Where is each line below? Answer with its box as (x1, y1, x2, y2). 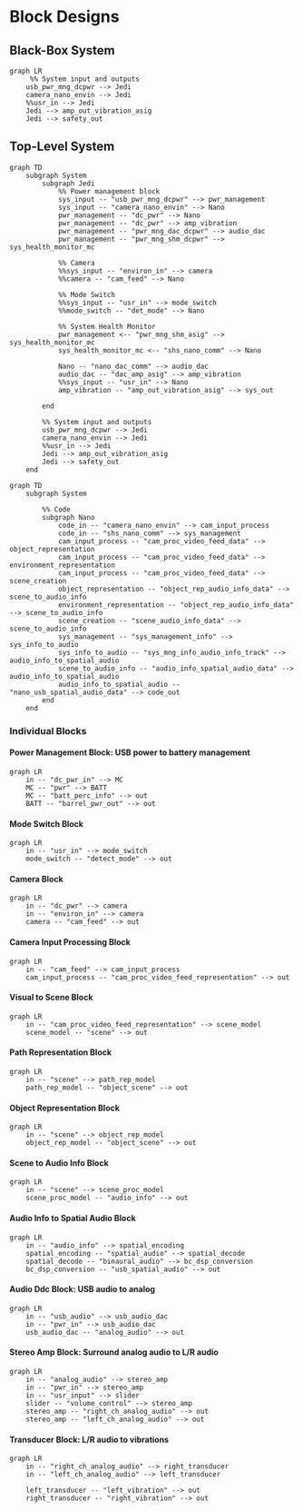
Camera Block (9, 873, 64, 884)
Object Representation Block (9, 1102, 121, 1113)
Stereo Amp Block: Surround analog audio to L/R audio (9, 1347, 220, 1358)
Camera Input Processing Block (9, 936, 132, 947)
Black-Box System (9, 43, 115, 58)
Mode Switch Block (9, 818, 84, 829)
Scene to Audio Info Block (9, 1157, 109, 1169)
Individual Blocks (9, 724, 87, 737)
